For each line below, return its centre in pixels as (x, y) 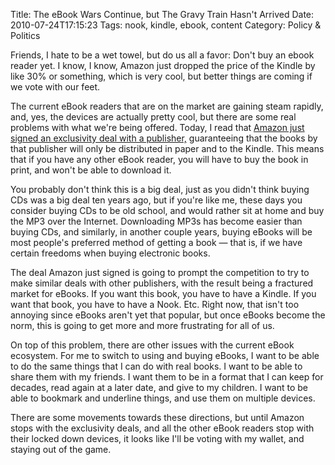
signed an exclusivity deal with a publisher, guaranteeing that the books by (164, 138)
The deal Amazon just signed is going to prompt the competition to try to (160, 272)
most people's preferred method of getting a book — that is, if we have (156, 242)
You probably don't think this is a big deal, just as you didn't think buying (160, 189)
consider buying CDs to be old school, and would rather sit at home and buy (167, 210)
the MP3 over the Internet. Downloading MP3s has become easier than (156, 221)
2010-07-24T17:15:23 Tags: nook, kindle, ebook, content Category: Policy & (166, 25)
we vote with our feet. (55, 87)
